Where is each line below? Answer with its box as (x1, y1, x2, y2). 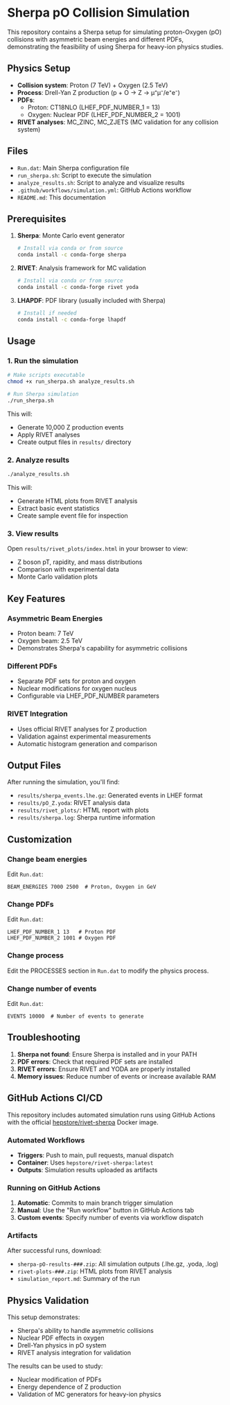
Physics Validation (7, 1294, 89, 1307)
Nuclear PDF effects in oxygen (17, 1334, 105, 1342)
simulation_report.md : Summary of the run (17, 1275, 141, 1283)
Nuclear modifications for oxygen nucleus (17, 684, 137, 693)
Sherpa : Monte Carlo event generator (17, 231, 125, 240)
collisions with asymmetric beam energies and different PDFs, (7, 35, 184, 43)
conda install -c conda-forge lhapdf (17, 316, 127, 323)
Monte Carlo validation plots (17, 573, 98, 581)
